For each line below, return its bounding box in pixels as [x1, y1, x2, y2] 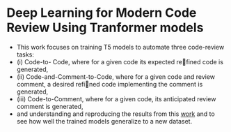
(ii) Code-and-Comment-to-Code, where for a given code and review [16, 72, 216, 81]
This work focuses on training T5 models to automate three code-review [16, 43, 225, 51]
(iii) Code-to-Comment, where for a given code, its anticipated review [16, 94, 216, 103]
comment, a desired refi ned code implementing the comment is [16, 80, 203, 88]
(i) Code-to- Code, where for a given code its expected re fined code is [16, 57, 224, 66]
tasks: [16, 50, 34, 59]
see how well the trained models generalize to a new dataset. [16, 117, 193, 125]
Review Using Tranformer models [6, 20, 204, 36]
